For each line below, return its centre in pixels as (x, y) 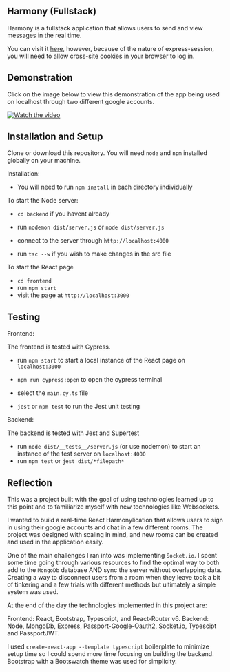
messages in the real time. (44, 35)
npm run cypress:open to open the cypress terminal (90, 380)
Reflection (30, 483)
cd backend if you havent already (63, 214)
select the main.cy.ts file (53, 393)
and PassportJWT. (33, 633)
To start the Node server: (43, 201)
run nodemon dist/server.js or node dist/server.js (91, 227)
